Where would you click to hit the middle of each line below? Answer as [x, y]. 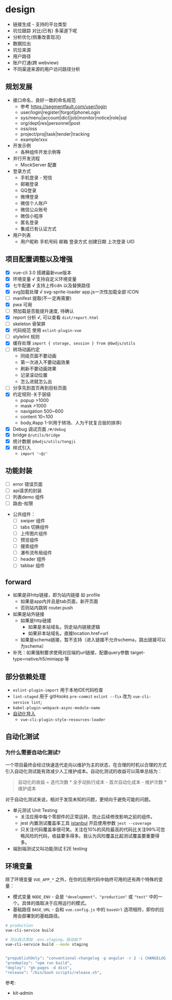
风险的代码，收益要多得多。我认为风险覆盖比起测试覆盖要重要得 [92, 836]
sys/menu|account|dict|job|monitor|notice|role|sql [73, 118]
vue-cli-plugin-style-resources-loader [63, 720]
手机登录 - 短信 [36, 177]
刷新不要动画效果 [38, 369]
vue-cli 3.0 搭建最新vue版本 [42, 272]
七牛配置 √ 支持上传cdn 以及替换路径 [51, 285]
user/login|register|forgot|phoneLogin [60, 112]
